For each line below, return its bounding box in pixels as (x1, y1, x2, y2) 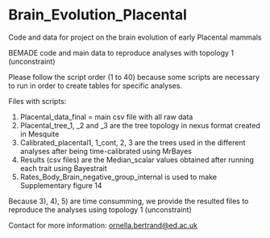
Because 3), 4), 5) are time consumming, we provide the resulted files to (8, 196, 249, 206)
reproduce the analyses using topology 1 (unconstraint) (8, 204, 192, 215)
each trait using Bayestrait (19, 163, 107, 173)
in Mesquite (19, 129, 60, 139)
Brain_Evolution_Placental (8, 6, 188, 24)
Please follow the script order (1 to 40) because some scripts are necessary (8, 72, 260, 81)
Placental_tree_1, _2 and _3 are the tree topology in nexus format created (19, 120, 260, 130)
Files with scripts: (8, 96, 67, 106)
